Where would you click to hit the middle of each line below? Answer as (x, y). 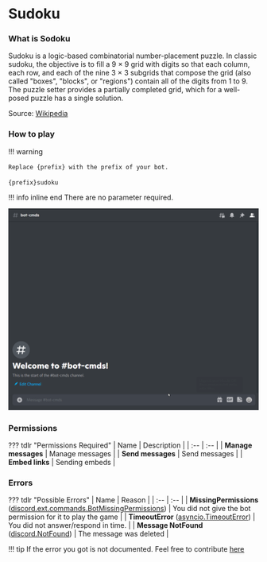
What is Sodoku (39, 39)
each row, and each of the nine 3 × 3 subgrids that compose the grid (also (130, 73)
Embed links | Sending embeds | (62, 463)
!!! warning (26, 151)
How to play (32, 134)
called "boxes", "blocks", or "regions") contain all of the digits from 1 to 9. (128, 81)
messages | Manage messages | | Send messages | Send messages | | (126, 454)
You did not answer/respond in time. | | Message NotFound (106, 525)
